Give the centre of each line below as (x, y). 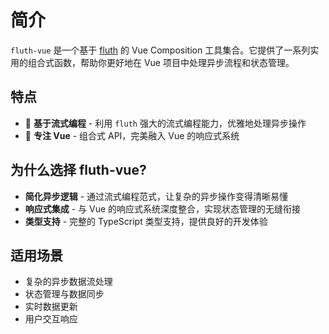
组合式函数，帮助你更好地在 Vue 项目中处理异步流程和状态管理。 (161, 62)
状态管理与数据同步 (64, 294)
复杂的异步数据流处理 (68, 282)
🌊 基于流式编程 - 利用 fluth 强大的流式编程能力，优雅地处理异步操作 (165, 123)
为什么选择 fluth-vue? (78, 170)
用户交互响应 (51, 319)
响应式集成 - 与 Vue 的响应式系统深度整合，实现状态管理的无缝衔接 (163, 208)
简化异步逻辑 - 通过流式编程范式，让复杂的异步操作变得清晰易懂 (156, 196)
